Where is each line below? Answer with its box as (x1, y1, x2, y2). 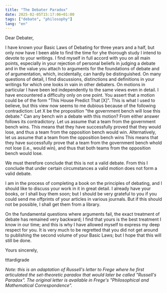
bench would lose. (5, 150, 43, 156)
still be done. (5, 238, 32, 244)
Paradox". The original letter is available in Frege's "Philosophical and (5, 277, 149, 283)
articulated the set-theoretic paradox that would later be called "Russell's (5, 272, 157, 278)
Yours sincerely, (5, 247, 38, 253)
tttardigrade (5, 257, 30, 263)
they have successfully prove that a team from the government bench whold (5, 140, 162, 146)
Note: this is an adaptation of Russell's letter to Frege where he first (5, 267, 145, 273)
